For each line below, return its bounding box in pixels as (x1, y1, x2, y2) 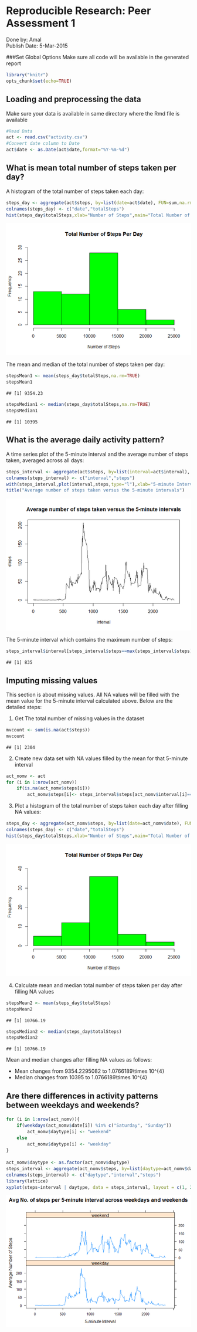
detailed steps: (6, 703, 42, 710)
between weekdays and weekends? (6, 1100, 140, 1110)
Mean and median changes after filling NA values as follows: (6, 1056, 152, 1063)
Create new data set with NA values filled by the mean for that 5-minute (14, 755, 188, 762)
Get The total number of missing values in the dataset (14, 714, 145, 722)
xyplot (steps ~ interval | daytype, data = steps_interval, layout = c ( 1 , (6, 1184, 188, 1190)
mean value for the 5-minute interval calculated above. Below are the (6, 697, 173, 704)
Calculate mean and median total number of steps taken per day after (14, 981, 183, 989)
